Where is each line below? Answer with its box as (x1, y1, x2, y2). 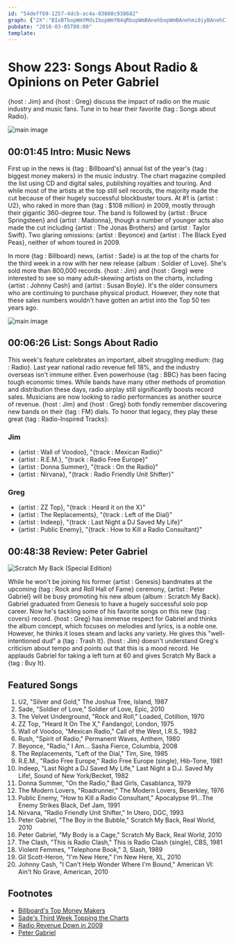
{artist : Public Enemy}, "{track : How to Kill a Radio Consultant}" (17, 525, 203, 534)
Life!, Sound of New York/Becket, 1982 (17, 772, 129, 780)
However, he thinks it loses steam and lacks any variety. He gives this (8, 629, 207, 637)
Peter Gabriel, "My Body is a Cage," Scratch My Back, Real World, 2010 (17, 831, 222, 839)
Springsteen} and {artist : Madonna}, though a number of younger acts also (8, 216, 224, 224)
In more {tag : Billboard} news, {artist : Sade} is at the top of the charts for (8, 252, 219, 260)
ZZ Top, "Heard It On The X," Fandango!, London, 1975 (17, 720, 174, 728)
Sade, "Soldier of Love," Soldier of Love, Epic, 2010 (17, 705, 165, 713)
